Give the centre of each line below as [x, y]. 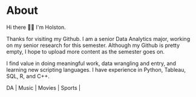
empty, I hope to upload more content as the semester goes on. [86, 51]
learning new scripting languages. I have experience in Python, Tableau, [96, 69]
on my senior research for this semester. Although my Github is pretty [93, 45]
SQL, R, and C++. [28, 76]
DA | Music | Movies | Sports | [44, 87]
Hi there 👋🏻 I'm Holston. [36, 27]
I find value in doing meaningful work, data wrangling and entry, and [91, 63]
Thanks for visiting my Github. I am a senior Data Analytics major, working [98, 39]
